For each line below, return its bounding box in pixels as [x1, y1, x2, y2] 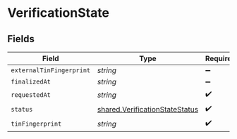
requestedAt [11, 91, 51, 99]
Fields [7, 33, 35, 45]
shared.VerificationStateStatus [97, 104, 199, 114]
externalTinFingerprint [11, 67, 91, 74]
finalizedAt [11, 78, 51, 86]
